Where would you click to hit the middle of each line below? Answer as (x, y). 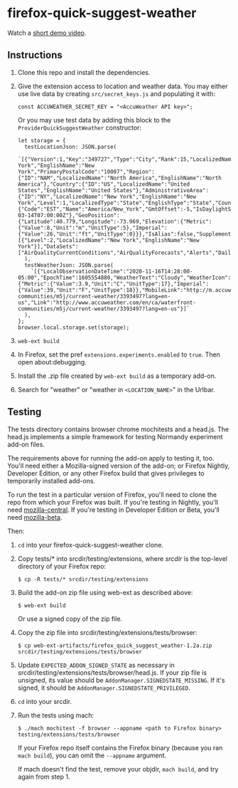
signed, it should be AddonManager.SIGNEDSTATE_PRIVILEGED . (104, 688)
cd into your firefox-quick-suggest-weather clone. (91, 545)
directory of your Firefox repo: (62, 566)
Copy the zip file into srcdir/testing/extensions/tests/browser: (107, 632)
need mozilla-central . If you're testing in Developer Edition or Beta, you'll (114, 510)
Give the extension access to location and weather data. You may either (123, 86)
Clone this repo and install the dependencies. (84, 72)
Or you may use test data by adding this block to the (94, 120)
